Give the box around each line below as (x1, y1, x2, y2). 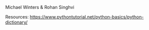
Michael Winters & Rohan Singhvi (5, 4, 74, 10)
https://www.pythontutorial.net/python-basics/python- (29, 14, 144, 19)
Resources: (5, 14, 29, 19)
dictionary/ (5, 19, 28, 25)
